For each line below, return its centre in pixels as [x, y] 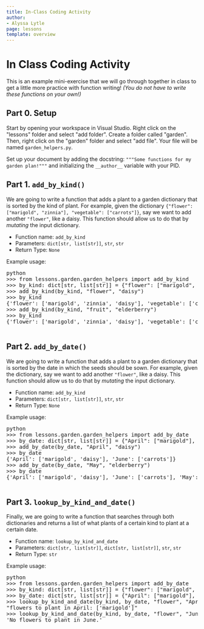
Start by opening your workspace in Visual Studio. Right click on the [91, 127]
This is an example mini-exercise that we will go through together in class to [101, 81]
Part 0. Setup [32, 113]
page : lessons [24, 29]
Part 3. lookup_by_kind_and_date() [71, 502]
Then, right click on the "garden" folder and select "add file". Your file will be [102, 141]
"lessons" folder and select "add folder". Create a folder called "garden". [97, 134]
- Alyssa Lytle [25, 23]
